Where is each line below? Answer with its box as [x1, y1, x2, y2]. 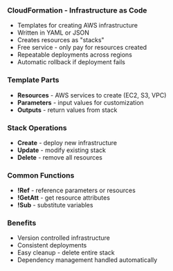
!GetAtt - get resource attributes [17, 194, 111, 202]
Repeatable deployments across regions [17, 50, 133, 59]
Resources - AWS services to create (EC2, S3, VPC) [17, 91, 167, 99]
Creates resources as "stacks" [17, 36, 105, 44]
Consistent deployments [17, 241, 87, 250]
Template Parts [7, 75, 60, 85]
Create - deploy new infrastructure [17, 138, 118, 147]
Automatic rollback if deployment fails [17, 58, 126, 66]
